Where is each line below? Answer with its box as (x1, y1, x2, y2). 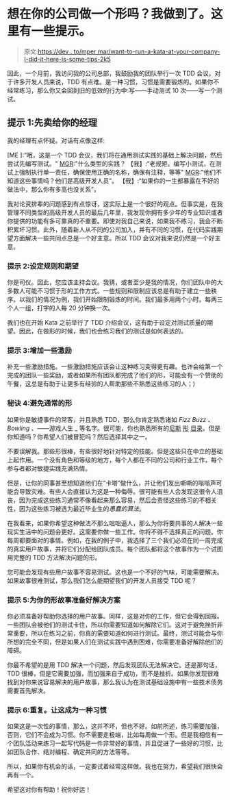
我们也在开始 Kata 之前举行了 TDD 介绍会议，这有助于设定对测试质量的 (7, 318, 207, 327)
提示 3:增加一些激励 (7, 345, 72, 355)
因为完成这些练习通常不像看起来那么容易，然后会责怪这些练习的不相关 (18, 496, 217, 504)
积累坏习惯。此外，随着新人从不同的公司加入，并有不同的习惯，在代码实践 (7, 225, 217, 234)
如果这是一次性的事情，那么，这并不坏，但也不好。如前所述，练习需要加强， (7, 722, 223, 730)
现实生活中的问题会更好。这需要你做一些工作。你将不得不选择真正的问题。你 (7, 527, 223, 536)
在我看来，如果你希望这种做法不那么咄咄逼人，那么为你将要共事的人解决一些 (7, 518, 223, 527)
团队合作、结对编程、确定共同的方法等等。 (12, 748, 133, 756)
